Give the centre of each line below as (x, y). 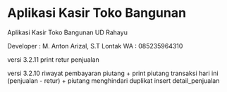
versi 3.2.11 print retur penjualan (54, 59)
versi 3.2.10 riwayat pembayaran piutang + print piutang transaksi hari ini (113, 73)
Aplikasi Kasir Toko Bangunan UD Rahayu (68, 32)
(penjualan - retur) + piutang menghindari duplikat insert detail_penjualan (114, 80)
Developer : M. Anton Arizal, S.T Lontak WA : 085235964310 (95, 46)
